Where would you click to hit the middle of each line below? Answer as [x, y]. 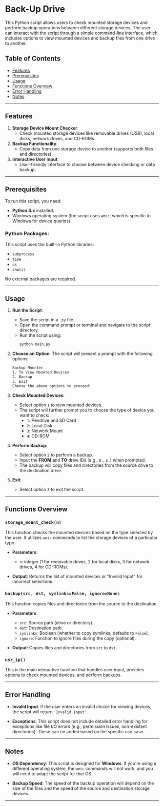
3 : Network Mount [45, 431]
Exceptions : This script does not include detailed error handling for [80, 721]
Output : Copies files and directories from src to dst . [64, 647]
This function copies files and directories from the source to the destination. [82, 603]
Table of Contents [33, 59]
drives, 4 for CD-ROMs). [44, 567]
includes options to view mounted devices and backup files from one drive [80, 38]
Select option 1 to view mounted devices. [61, 405]
